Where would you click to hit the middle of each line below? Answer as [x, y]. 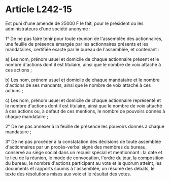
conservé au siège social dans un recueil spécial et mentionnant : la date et [84, 152]
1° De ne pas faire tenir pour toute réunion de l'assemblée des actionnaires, [84, 39]
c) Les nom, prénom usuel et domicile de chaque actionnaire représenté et [83, 100]
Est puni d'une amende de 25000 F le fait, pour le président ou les [74, 23]
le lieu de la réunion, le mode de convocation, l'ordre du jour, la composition [84, 158]
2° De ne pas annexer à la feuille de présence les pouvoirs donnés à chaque [85, 126]
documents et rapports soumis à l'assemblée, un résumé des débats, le [80, 168]
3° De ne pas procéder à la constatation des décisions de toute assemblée [83, 141]
